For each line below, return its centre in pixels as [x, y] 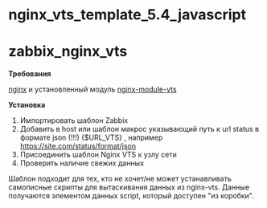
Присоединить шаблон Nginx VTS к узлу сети [98, 155]
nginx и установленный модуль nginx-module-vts [92, 89]
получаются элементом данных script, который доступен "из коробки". [131, 196]
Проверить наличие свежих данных [82, 163]
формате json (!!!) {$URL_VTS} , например [91, 137]
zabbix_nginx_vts [68, 52]
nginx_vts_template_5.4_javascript [127, 15]
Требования [30, 74]
